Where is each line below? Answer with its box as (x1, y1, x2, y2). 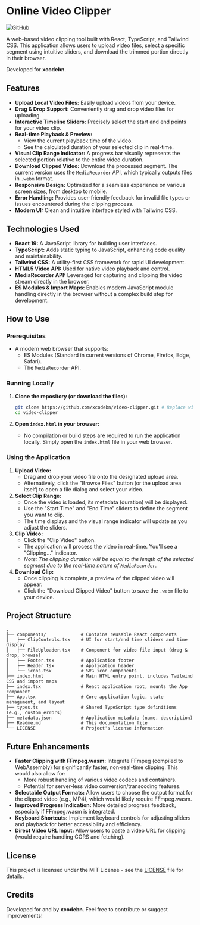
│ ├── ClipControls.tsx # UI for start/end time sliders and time (6, 637, 187, 643)
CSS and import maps (6, 678, 58, 684)
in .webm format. (14, 175, 54, 182)
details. (6, 873, 24, 880)
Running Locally (6, 379, 54, 388)
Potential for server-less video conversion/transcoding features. (23, 783, 181, 790)
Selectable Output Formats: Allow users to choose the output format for (14, 789, 193, 796)
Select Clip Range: (14, 492, 62, 499)
